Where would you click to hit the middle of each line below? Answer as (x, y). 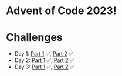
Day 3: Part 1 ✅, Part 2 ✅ (44, 67)
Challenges (34, 38)
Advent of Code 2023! (61, 11)
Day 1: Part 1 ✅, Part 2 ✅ (44, 54)
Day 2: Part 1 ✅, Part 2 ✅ (44, 60)
